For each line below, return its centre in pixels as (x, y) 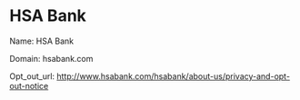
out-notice (29, 85)
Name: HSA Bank (42, 41)
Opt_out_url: (32, 76)
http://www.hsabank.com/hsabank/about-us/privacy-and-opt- (174, 76)
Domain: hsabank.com (51, 58)
